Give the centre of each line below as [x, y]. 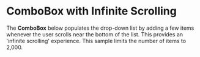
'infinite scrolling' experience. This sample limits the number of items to [96, 41]
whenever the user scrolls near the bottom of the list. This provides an [95, 34]
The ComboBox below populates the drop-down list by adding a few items [100, 28]
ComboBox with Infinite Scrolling [92, 11]
